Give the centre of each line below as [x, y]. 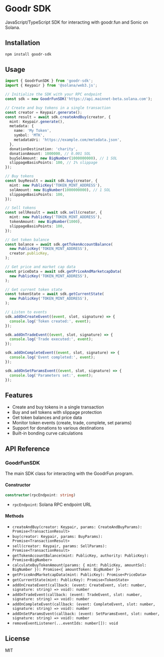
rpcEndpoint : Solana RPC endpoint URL [52, 504]
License [17, 639]
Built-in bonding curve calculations [47, 433]
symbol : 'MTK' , [29, 135]
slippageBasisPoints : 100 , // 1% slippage [54, 163]
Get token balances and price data [47, 418]
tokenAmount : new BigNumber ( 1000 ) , [46, 222]
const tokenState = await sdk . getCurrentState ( [55, 294]
